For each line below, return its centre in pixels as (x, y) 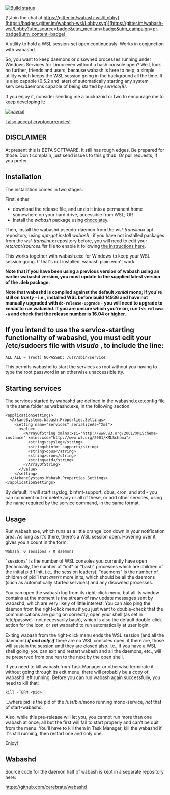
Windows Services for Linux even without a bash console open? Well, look (83, 65)
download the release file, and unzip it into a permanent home (78, 209)
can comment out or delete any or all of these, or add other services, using (84, 498)
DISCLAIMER (26, 138)
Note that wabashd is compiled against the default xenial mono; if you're (84, 292)
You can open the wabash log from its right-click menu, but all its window (82, 593)
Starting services (33, 388)
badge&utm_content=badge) (35, 34)
